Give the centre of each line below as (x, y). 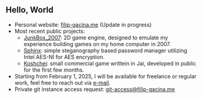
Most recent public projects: (50, 31)
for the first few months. (54, 70)
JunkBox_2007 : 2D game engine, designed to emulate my (96, 37)
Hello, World (30, 10)
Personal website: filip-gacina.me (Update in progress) (83, 24)
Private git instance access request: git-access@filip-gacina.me (95, 89)
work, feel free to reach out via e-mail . (62, 83)
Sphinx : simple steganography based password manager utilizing (105, 50)
